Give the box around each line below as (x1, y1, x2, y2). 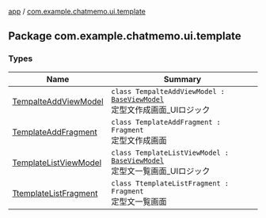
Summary (163, 73, 202, 85)
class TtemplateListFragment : (111, 179, 230, 188)
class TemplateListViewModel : (111, 148, 230, 157)
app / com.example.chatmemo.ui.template (8, 7, 146, 16)
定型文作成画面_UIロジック (111, 104, 211, 115)
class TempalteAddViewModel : (111, 87, 226, 96)
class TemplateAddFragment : (111, 118, 222, 126)
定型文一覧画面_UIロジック (111, 165, 211, 176)
